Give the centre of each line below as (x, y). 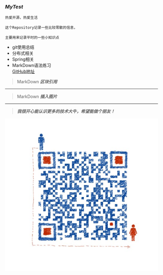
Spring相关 (23, 60)
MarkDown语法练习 (32, 65)
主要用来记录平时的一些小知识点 (32, 38)
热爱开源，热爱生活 (21, 18)
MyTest (14, 7)
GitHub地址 (23, 72)
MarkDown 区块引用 (37, 82)
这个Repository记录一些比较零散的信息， (41, 28)
